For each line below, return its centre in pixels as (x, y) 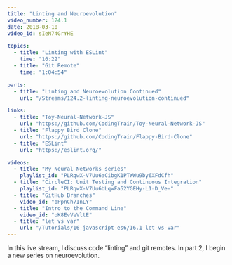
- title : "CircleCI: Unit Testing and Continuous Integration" (108, 182)
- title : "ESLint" (41, 143)
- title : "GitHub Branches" (55, 195)
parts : (17, 85)
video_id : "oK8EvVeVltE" (56, 215)
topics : (19, 46)
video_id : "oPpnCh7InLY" (56, 202)
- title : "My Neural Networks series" (70, 169)
